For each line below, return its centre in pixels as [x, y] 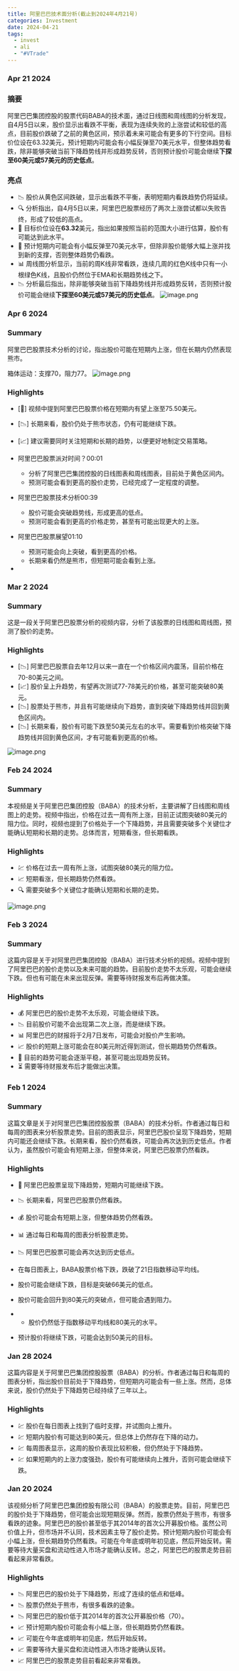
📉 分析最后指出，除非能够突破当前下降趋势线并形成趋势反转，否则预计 [121, 284]
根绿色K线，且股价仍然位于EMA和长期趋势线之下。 [92, 275]
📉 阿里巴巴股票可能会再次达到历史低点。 [78, 1251]
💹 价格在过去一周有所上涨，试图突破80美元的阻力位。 [97, 867]
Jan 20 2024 [30, 1489]
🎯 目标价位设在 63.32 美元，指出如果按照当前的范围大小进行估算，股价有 [123, 228]
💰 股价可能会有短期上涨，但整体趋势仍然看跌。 [87, 1217]
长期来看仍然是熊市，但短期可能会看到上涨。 [94, 560]
